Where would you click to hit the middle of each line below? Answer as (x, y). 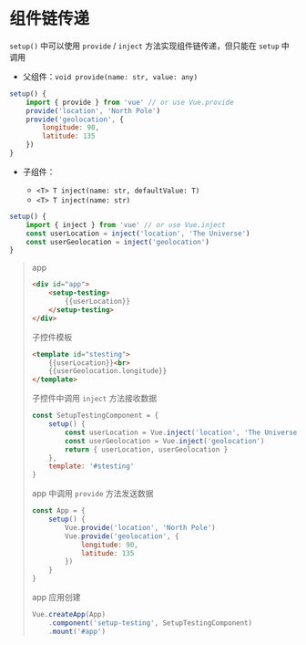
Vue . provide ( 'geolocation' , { (122, 536)
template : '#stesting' (92, 466)
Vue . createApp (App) (69, 615)
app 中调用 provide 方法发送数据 (92, 494)
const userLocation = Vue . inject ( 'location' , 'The (163, 432)
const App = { (58, 511)
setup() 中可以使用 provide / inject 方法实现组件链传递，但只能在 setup (144, 46)
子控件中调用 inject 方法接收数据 (94, 399)
